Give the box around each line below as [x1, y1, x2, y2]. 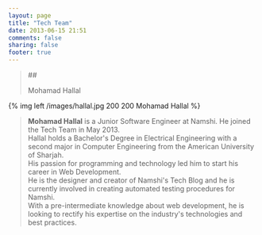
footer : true [8, 48, 52, 56]
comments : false [8, 33, 62, 42]
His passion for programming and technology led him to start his [27, 159, 239, 168]
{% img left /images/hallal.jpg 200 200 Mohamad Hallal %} [8, 101, 201, 110]
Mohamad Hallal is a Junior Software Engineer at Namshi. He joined [27, 117, 251, 125]
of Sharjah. [27, 150, 64, 160]
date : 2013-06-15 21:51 [8, 26, 87, 34]
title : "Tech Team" [8, 19, 73, 27]
